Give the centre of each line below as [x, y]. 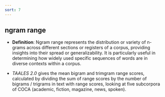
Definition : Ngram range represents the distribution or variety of [79, 42]
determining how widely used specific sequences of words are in [80, 58]
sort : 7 [13, 10]
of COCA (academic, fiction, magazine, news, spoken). [69, 89]
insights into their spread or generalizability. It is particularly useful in [84, 53]
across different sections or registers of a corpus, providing [88, 48]
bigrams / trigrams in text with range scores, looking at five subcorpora [86, 84]
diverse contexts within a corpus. [47, 64]
